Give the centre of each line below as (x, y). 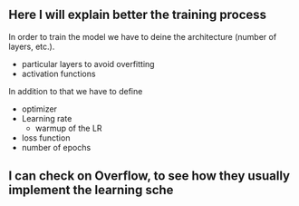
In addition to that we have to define (76, 91)
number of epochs (56, 147)
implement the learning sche (91, 190)
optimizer (39, 109)
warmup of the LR (68, 128)
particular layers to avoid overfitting (88, 64)
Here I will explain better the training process (138, 15)
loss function (46, 137)
